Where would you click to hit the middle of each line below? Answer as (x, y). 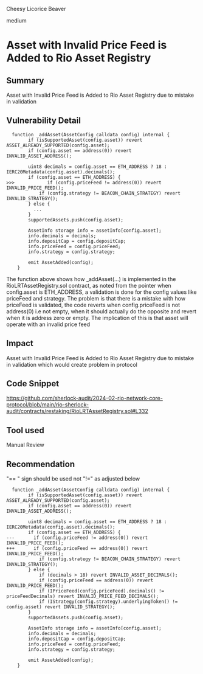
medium (16, 20)
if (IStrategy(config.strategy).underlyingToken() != (108, 602)
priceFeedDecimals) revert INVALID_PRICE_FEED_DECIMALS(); (83, 596)
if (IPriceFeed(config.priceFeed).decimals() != (101, 591)
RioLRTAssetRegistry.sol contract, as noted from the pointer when (89, 285)
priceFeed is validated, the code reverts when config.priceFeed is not (93, 305)
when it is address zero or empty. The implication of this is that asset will (97, 318)
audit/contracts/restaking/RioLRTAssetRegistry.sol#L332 (77, 411)
